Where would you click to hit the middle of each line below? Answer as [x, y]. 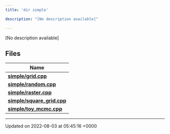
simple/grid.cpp [27, 76]
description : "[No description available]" [52, 19]
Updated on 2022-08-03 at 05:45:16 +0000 [51, 126]
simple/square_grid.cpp [37, 101]
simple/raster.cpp [30, 93]
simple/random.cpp [32, 85]
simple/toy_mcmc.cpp [35, 109]
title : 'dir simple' [27, 10]
